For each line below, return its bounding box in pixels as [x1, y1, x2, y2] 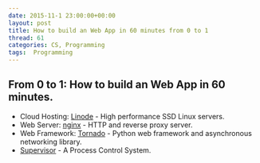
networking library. [19, 137, 82, 146]
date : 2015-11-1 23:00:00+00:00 [8, 11, 116, 20]
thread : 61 [8, 33, 45, 42]
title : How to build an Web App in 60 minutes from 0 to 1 [8, 26, 209, 34]
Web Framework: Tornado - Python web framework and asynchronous [19, 128, 253, 138]
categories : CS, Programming [8, 41, 105, 49]
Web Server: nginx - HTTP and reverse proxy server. [19, 120, 193, 130]
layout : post [8, 19, 52, 27]
